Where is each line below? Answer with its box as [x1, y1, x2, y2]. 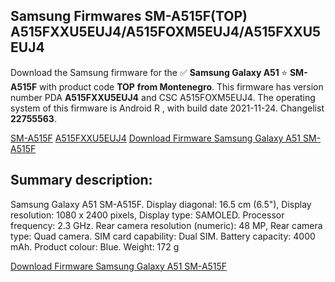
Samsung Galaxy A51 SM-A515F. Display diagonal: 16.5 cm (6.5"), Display [10, 198, 312, 210]
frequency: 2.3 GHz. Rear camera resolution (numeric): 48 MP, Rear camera [10, 219, 323, 231]
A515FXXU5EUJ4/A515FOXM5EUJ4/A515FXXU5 [10, 24, 322, 41]
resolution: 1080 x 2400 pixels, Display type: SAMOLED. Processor [10, 209, 285, 221]
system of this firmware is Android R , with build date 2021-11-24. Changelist [10, 102, 325, 114]
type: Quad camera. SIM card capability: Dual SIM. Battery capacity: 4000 [10, 230, 316, 242]
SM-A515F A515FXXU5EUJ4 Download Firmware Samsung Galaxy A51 [10, 132, 301, 144]
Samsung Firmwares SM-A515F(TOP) [10, 8, 248, 25]
